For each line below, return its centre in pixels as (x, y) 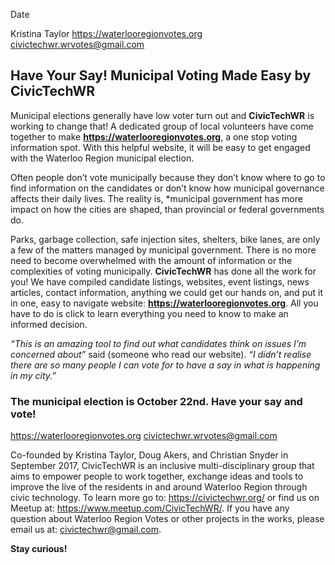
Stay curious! (39, 549)
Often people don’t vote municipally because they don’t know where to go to (168, 177)
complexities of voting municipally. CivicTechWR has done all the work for (163, 271)
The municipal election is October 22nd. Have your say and (156, 401)
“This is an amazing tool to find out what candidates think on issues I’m (158, 343)
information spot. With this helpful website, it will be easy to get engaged (160, 147)
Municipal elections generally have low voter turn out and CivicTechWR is (162, 115)
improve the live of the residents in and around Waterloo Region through (159, 487)
